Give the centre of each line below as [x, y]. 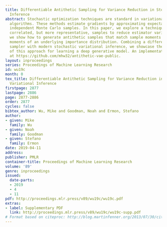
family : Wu [21, 125]
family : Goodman [26, 134]
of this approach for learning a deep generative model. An [73, 51]
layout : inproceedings [29, 60]
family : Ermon [24, 143]
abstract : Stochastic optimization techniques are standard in [72, 19]
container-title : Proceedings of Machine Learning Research [69, 162]
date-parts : [22, 180]
